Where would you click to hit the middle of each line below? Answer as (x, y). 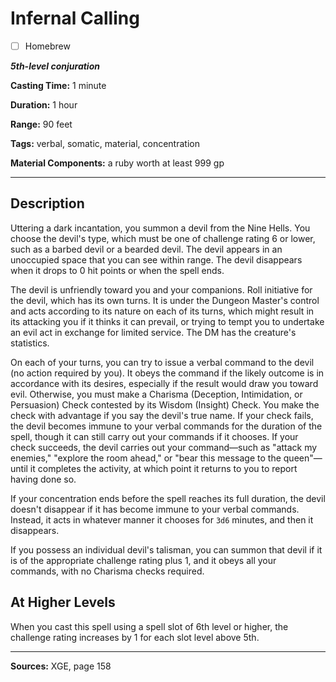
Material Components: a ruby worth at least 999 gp (117, 163)
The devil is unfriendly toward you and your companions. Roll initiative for (161, 289)
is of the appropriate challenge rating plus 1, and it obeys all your (143, 560)
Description (47, 203)
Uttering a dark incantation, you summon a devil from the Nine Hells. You (160, 228)
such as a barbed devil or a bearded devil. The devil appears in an (146, 249)
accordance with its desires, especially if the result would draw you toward (164, 383)
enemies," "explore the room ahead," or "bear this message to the (146, 458)
